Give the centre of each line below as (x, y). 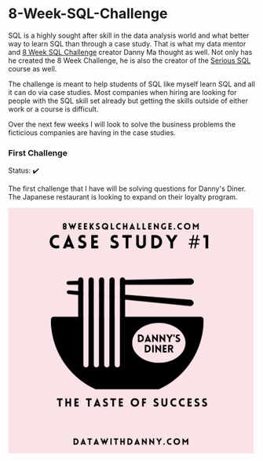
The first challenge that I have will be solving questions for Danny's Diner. (127, 188)
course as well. (33, 68)
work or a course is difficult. (53, 109)
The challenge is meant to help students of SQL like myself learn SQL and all (131, 84)
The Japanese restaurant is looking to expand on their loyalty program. (123, 197)
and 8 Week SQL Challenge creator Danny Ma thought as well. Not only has (130, 52)
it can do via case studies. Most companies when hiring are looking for (122, 92)
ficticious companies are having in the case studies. (92, 132)
